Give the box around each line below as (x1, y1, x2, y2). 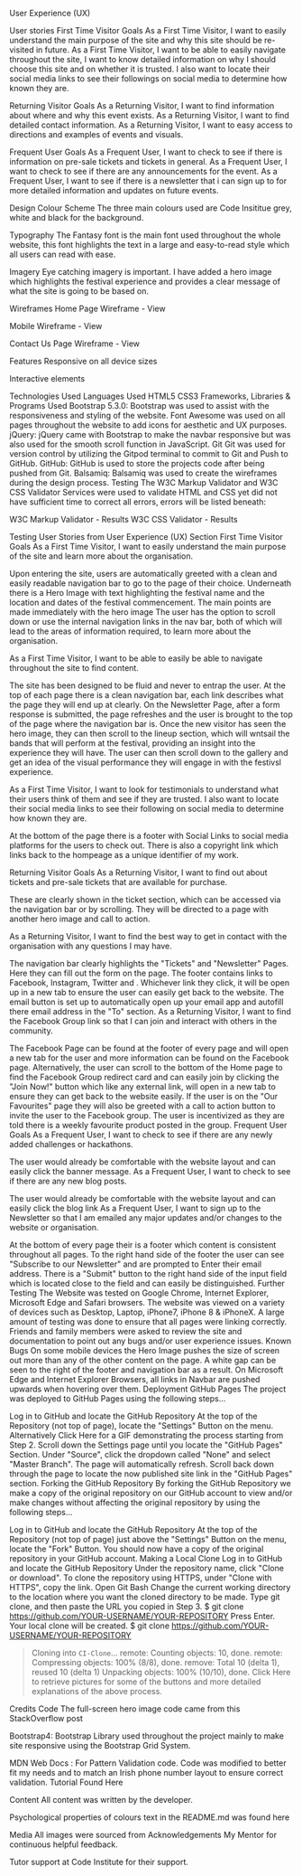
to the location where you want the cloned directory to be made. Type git (9, 1591, 280, 1602)
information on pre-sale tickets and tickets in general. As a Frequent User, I (9, 156, 288, 166)
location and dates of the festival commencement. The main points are (9, 597, 272, 608)
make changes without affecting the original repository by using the (9, 1497, 261, 1508)
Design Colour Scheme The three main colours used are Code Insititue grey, (9, 203, 293, 213)
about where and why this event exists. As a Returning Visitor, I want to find (9, 110, 290, 120)
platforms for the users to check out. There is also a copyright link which (9, 840, 279, 851)
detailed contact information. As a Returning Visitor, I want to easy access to (9, 119, 293, 130)
